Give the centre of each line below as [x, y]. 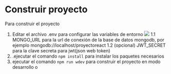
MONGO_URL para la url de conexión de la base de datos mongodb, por [88, 40]
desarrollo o [25, 67]
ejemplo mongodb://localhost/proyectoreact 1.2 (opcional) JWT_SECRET [89, 45]
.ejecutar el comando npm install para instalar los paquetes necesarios [88, 56]
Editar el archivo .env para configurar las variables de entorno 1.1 [84, 34]
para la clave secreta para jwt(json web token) [61, 50]
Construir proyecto [46, 10]
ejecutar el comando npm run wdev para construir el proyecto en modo [86, 61]
